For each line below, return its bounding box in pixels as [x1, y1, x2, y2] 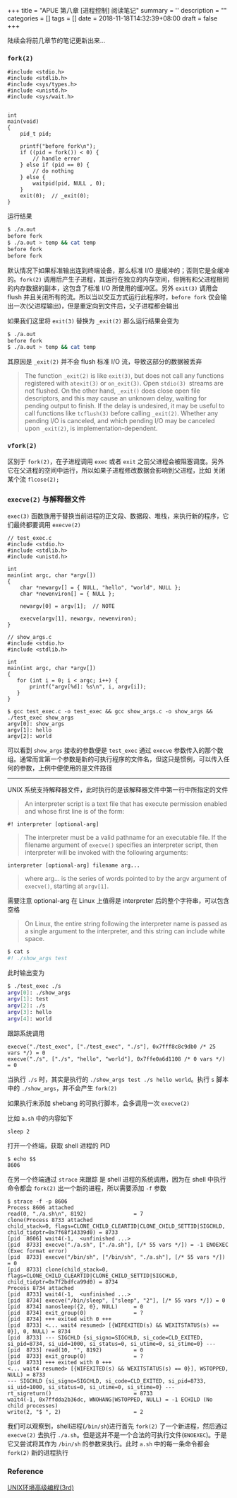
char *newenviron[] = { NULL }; [20, 590, 115, 597]
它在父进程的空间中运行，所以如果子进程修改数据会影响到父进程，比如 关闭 [7, 466, 226, 474]
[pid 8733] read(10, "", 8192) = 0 [7, 1347, 143, 1354]
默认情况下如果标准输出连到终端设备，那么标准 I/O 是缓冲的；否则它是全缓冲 [7, 266, 230, 275]
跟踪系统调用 [7, 1029, 44, 1037]
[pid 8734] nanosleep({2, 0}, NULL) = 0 [7, 1303, 143, 1310]
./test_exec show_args [7, 714, 74, 721]
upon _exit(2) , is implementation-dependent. [24, 424, 158, 433]
